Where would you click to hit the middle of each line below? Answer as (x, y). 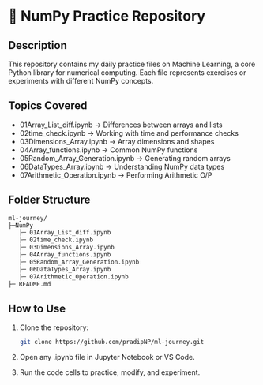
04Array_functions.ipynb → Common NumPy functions (109, 150)
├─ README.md (30, 284)
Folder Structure (49, 200)
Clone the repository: (54, 327)
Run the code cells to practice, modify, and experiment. (110, 372)
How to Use (37, 308)
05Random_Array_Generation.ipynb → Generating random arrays (125, 158)
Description (38, 45)
